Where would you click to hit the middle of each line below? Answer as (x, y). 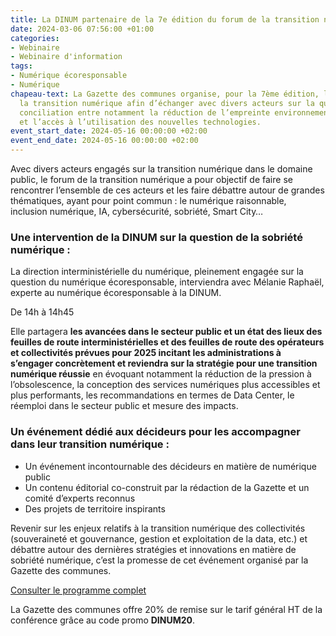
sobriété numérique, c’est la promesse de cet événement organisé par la (159, 560)
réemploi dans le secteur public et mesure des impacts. (124, 406)
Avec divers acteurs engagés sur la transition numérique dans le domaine (161, 169)
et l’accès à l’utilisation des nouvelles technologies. (140, 122)
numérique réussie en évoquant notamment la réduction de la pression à (161, 374)
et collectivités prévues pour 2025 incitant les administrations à (146, 353)
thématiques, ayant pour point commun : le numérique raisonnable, (148, 200)
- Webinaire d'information (66, 57)
